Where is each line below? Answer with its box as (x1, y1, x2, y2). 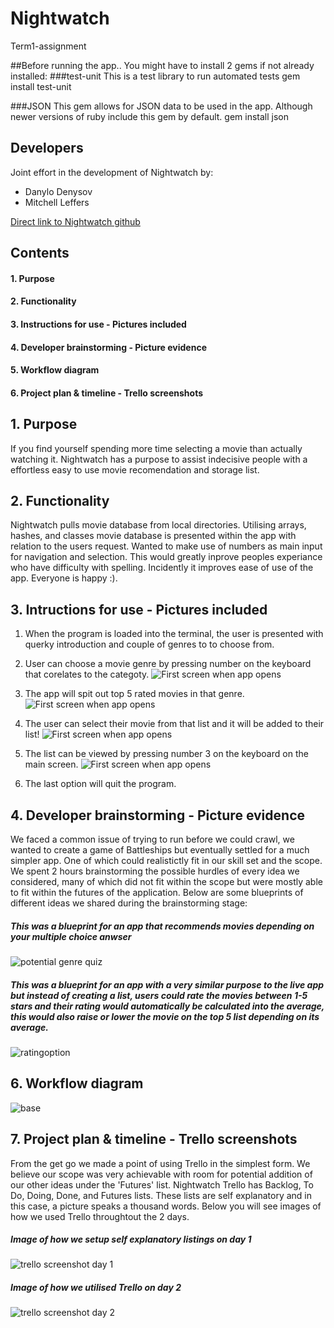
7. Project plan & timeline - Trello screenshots (10, 1131, 298, 1148)
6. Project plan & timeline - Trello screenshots (10, 387, 204, 399)
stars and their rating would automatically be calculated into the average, (10, 1000, 325, 1012)
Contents (10, 245, 70, 262)
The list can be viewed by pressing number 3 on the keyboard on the (24, 748, 309, 760)
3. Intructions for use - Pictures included (10, 601, 268, 618)
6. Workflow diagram (10, 1075, 144, 1092)
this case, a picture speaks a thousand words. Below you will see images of (10, 1200, 322, 1212)
